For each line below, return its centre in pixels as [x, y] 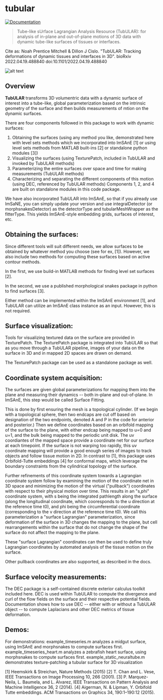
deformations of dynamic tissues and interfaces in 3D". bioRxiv [68, 56]
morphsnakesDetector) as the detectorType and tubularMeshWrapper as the [81, 209]
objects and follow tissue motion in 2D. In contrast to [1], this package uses [80, 456]
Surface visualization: [39, 326]
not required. [18, 311]
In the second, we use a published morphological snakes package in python [81, 286]
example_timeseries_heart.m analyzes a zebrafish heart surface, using [76, 652]
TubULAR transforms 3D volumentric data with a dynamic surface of [74, 98]
